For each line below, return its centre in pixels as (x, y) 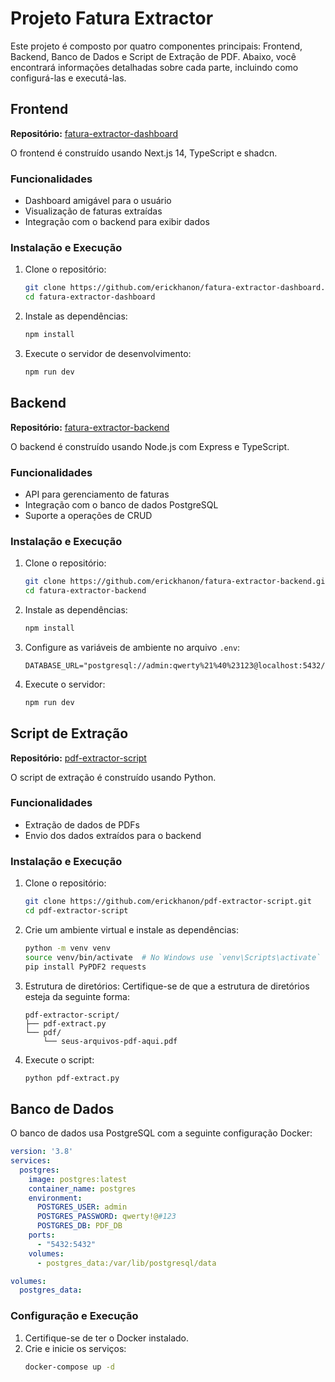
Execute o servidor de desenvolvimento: (108, 353)
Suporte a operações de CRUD (88, 515)
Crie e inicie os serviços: (75, 1348)
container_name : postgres (82, 1188)
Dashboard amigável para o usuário (98, 201)
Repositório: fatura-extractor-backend (90, 427)
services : (31, 1161)
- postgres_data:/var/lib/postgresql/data (126, 1263)
